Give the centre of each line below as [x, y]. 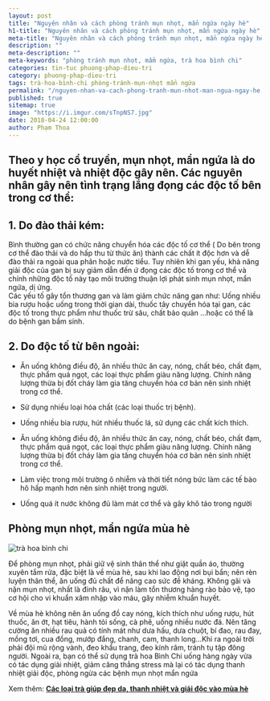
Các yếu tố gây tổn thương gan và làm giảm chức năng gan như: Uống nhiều [135, 295]
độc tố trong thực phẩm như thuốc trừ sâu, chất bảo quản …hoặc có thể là [131, 312]
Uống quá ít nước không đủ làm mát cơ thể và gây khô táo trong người [136, 503]
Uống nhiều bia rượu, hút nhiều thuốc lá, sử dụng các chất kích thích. [134, 422]
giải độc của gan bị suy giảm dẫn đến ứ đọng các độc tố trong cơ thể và [127, 270]
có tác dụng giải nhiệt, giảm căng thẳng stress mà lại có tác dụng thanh [127, 664]
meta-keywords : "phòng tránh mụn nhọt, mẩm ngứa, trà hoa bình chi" [125, 61]
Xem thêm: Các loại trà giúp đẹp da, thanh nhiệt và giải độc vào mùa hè [129, 688]
